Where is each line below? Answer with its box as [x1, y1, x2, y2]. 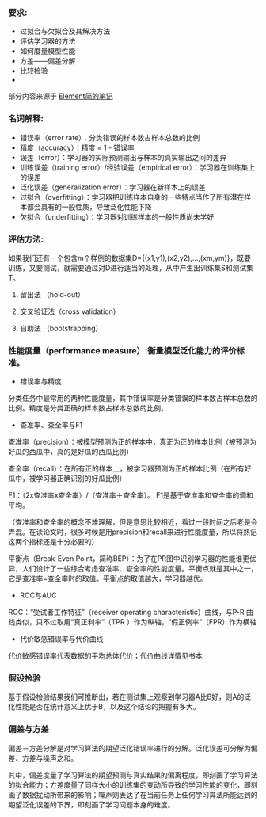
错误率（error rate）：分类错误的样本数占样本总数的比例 [19, 132, 200, 142]
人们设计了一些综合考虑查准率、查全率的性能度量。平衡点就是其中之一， [21, 564, 258, 574]
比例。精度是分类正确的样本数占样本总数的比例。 [8, 403, 168, 413]
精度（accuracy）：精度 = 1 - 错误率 [19, 143, 135, 152]
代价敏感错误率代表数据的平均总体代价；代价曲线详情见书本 [8, 651, 203, 661]
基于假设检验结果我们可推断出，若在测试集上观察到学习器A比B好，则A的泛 [8, 692, 252, 702]
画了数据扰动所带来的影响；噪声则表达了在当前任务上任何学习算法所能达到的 [8, 790, 258, 800]
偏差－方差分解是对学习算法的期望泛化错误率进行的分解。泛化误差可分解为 [8, 743, 251, 753]
